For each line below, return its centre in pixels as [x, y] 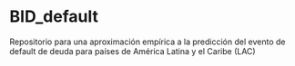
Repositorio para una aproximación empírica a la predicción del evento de [147, 42]
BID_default [54, 17]
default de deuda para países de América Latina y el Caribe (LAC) [133, 51]
